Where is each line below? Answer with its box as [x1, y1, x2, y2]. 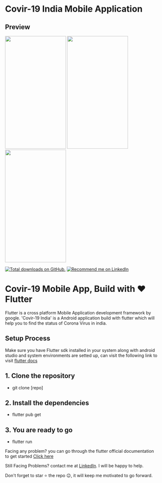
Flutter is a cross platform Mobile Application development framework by [5, 309, 151, 315]
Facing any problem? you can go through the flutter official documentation [5, 448, 154, 454]
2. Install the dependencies [5, 399, 89, 407]
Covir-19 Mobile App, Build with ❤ [5, 284, 146, 294]
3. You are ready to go [5, 425, 73, 434]
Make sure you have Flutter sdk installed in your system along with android [5, 347, 155, 353]
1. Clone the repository [5, 372, 75, 380]
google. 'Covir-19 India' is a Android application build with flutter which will [5, 315, 155, 321]
